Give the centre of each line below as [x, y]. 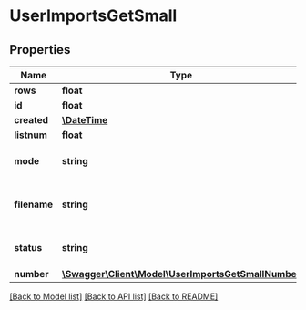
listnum [31, 135]
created [31, 120]
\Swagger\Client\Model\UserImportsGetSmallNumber [181, 274]
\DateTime [85, 120]
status [28, 248]
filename [34, 204]
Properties [40, 50]
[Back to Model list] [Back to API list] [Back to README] [114, 296]
